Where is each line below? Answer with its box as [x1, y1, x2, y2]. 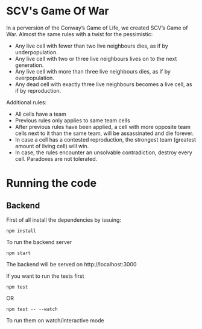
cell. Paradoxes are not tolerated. [14, 155, 98, 162]
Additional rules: [6, 98, 47, 106]
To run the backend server [6, 238, 72, 245]
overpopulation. [14, 74, 54, 81]
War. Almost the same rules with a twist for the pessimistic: [6, 30, 153, 37]
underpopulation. [14, 48, 58, 55]
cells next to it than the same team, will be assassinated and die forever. [14, 130, 194, 137]
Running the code [6, 177, 97, 190]
